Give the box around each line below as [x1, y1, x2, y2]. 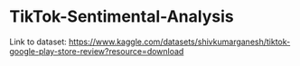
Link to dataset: [9, 36, 68, 47]
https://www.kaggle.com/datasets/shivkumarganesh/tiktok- [69, 36, 291, 47]
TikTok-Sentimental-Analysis [9, 6, 234, 27]
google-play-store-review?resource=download [9, 45, 184, 56]
